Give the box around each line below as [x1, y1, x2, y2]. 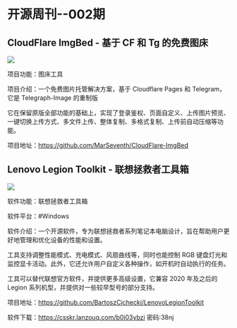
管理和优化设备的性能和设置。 [19, 235, 107, 244]
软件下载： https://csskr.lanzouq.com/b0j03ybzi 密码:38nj [7, 313, 174, 321]
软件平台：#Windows [7, 212, 69, 220]
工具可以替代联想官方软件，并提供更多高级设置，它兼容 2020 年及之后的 [7, 274, 218, 282]
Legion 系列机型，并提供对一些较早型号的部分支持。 [7, 283, 159, 291]
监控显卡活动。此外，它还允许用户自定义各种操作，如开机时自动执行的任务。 [7, 259, 230, 267]
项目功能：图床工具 [7, 70, 63, 78]
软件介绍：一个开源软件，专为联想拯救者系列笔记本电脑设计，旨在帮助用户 [7, 227, 224, 235]
